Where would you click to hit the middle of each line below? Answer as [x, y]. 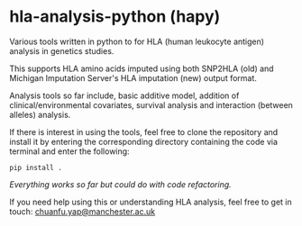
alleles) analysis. [40, 114]
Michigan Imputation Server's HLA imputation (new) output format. [133, 77]
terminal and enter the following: [69, 151]
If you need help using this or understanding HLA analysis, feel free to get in [151, 202]
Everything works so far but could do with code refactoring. [120, 184]
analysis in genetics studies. [62, 50]
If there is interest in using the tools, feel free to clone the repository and [144, 131]
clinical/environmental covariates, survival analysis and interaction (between [151, 104]
